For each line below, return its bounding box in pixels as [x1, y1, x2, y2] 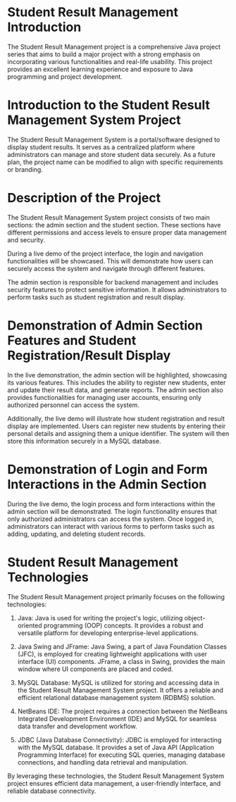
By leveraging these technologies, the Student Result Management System [7, 772, 225, 780]
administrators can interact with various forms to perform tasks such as [7, 522, 215, 530]
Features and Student [7, 332, 137, 349]
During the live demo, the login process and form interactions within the [7, 499, 216, 508]
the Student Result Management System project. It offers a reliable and [17, 686, 224, 694]
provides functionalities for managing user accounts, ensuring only [7, 393, 202, 401]
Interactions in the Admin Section [7, 476, 207, 492]
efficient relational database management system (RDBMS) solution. [17, 693, 216, 701]
